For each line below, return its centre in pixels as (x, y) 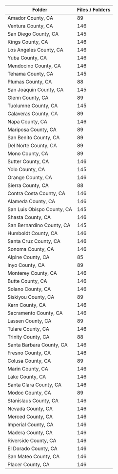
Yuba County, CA (27, 58)
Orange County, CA (30, 177)
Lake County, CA (27, 377)
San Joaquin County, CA (36, 90)
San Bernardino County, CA (39, 225)
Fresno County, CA (29, 353)
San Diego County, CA (33, 34)
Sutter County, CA (28, 161)
